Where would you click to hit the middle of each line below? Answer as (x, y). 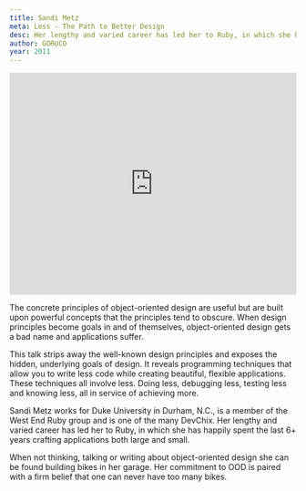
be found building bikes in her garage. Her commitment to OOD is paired (145, 467)
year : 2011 (30, 52)
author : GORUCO (38, 43)
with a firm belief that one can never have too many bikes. (118, 477)
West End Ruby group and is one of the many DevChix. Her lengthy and (143, 421)
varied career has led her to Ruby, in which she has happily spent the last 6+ (153, 430)
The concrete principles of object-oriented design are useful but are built (147, 308)
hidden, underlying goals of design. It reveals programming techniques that (151, 364)
